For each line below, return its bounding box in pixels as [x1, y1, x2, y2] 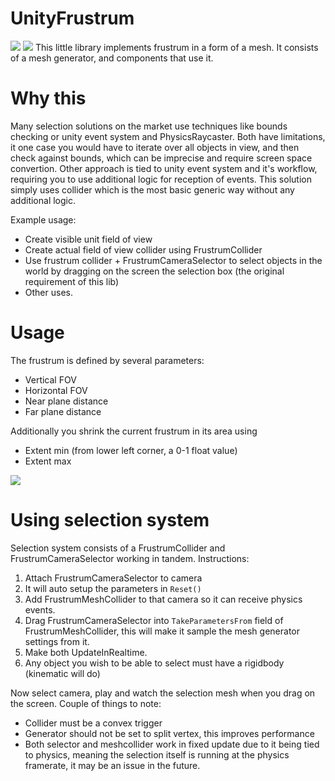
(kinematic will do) [24, 667, 101, 679]
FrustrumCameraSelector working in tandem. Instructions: [10, 552, 250, 564]
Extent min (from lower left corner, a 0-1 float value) [24, 444, 238, 456]
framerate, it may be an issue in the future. [24, 759, 201, 771]
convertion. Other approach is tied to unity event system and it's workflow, [10, 162, 318, 174]
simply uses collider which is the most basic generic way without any [10, 183, 295, 196]
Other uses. [24, 286, 73, 298]
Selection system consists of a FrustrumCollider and [10, 542, 226, 554]
